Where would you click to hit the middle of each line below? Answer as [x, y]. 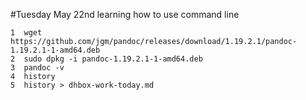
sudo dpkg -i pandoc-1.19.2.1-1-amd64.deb [113, 59]
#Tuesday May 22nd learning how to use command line [125, 14]
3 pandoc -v [37, 68]
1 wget [26, 33]
